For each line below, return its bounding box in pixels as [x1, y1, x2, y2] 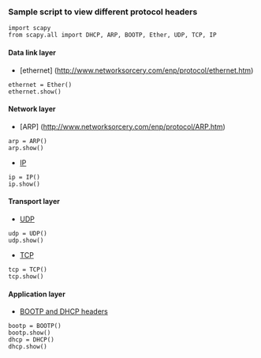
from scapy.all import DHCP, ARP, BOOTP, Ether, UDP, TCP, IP [8, 31, 217, 40]
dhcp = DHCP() [8, 336, 55, 344]
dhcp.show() [8, 343, 47, 351]
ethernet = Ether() [8, 81, 73, 89]
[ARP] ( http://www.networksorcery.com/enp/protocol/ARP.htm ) [19, 122, 226, 131]
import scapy [8, 24, 51, 32]
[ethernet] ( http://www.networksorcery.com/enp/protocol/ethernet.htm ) [19, 66, 254, 75]
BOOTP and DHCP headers [19, 307, 108, 316]
